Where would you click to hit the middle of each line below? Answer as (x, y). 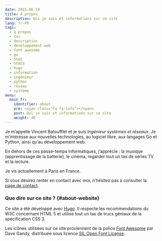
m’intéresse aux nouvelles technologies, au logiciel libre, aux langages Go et (81, 137)
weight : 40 (25, 118)
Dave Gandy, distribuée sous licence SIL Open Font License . (65, 233)
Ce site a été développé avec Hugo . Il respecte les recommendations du (77, 209)
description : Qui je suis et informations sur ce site (61, 18)
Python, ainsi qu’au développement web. (45, 142)
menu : (10, 95)
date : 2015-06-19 (22, 9)
